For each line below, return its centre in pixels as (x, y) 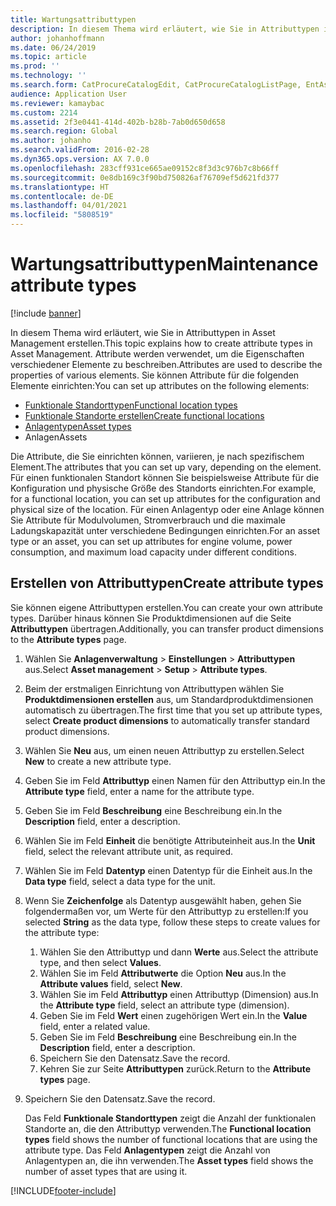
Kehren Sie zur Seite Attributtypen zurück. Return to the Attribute (175, 1068)
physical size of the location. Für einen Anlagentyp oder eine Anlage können (167, 509)
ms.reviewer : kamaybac (57, 103)
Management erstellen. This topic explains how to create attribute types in (161, 343)
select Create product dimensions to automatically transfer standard (167, 720)
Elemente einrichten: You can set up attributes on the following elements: (160, 385)
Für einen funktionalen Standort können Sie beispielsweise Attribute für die (165, 477)
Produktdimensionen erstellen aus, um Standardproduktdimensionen (169, 699)
